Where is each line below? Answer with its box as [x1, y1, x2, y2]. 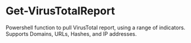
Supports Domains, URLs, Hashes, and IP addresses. [5, 30, 137, 37]
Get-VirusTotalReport [5, 4, 115, 18]
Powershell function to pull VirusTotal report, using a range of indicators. [5, 24, 186, 31]
